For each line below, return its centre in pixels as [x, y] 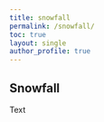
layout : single [38, 43]
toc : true [28, 34]
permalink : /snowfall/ [52, 26]
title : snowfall [40, 18]
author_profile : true [50, 52]
